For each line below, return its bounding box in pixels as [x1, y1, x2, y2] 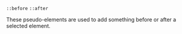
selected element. [6, 23, 51, 29]
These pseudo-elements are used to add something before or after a [6, 16, 177, 23]
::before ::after [6, 5, 49, 11]
